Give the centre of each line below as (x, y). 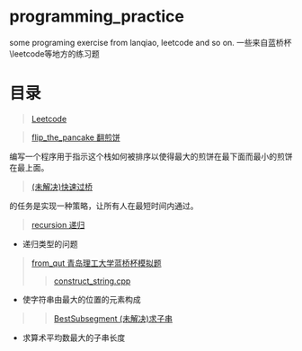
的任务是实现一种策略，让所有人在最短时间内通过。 (104, 206)
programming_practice (97, 17)
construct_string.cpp (92, 281)
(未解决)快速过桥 (62, 187)
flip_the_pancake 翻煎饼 (75, 137)
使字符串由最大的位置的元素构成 (81, 299)
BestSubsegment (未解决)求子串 (113, 318)
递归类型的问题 (50, 243)
